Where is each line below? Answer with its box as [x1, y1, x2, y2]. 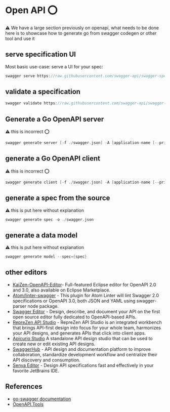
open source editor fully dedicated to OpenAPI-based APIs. [12, 314, 137, 320]
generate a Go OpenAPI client [5, 154, 100, 163]
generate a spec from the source [5, 194, 110, 202]
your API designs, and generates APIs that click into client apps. [12, 330, 146, 336]
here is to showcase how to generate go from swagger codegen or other [5, 30, 157, 36]
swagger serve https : [5, 73, 51, 78]
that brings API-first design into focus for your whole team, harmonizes [12, 324, 161, 331]
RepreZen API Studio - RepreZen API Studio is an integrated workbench [12, 319, 162, 325]
